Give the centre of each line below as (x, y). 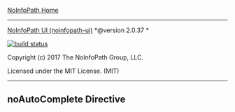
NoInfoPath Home (33, 10)
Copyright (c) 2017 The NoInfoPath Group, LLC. (76, 57)
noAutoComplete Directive (66, 100)
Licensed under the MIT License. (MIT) (63, 71)
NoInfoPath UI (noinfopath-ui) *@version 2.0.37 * (78, 30)
